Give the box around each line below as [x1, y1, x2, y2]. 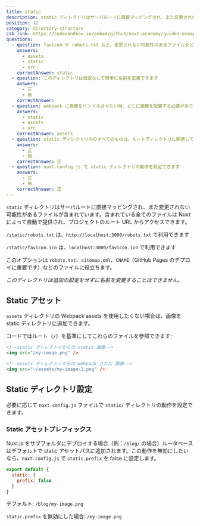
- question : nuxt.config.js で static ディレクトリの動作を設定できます [11, 164, 180, 170]
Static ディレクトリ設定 [6, 384, 92, 394]
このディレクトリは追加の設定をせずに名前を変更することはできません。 [6, 276, 183, 283]
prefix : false [17, 478, 52, 484]
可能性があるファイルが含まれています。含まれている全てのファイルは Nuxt [6, 211, 191, 218]
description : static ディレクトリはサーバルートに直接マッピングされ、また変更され [6, 14, 192, 20]
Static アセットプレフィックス [6, 425, 92, 433]
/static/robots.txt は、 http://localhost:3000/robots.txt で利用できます [6, 231, 189, 238]
